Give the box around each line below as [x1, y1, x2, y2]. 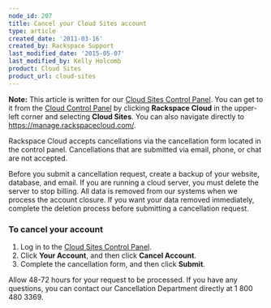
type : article [8, 27, 57, 35]
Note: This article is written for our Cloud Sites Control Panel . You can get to [8, 94, 264, 104]
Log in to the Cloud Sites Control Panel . [19, 242, 152, 251]
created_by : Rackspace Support [8, 42, 114, 50]
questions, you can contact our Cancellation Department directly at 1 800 [8, 283, 253, 293]
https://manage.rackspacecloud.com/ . [8, 120, 136, 130]
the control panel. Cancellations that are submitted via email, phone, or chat [8, 144, 262, 154]
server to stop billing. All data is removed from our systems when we [8, 186, 238, 195]
